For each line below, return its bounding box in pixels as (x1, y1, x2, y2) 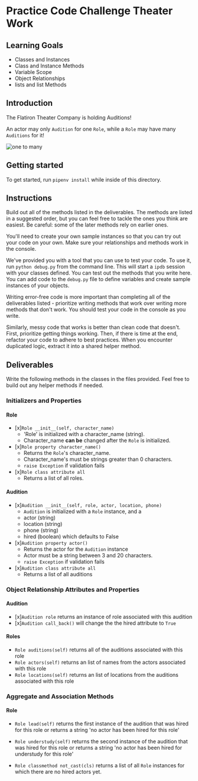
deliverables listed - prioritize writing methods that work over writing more (6, 300, 187, 307)
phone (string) (23, 527, 59, 534)
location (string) (23, 520, 63, 527)
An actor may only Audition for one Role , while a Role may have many (6, 125, 176, 133)
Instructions (6, 193, 52, 204)
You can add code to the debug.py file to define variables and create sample (6, 276, 191, 283)
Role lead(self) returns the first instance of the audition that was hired (14, 720, 189, 727)
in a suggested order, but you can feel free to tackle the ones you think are (6, 215, 188, 222)
